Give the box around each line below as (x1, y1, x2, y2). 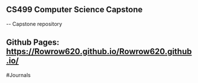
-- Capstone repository (6, 20, 63, 27)
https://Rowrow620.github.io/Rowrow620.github (6, 47, 192, 57)
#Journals (6, 71, 31, 78)
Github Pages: (6, 38, 60, 48)
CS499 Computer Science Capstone (6, 5, 143, 15)
